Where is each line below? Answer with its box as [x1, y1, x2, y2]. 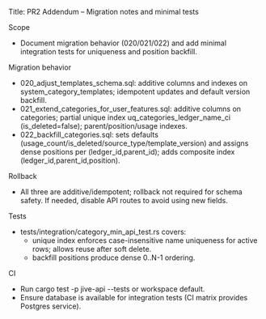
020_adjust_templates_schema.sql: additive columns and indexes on [19, 79, 248, 87]
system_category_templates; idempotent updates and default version [19, 87, 251, 96]
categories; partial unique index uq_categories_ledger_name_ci [19, 113, 231, 122]
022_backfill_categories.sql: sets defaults [19, 130, 159, 139]
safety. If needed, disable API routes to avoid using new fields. [19, 196, 228, 205]
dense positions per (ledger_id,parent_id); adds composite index [19, 147, 235, 156]
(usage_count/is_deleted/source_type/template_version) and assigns [19, 138, 249, 148]
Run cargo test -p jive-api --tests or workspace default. [19, 284, 205, 294]
